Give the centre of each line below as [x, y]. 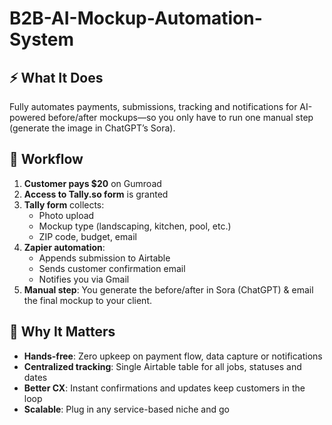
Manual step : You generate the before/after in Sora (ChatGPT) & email [168, 289]
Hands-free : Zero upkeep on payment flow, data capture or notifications [173, 356]
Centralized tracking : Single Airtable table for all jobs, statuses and [162, 366]
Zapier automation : [64, 247]
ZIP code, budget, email [87, 236]
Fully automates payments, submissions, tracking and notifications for [153, 106]
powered [27, 117]
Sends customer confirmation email [112, 268]
